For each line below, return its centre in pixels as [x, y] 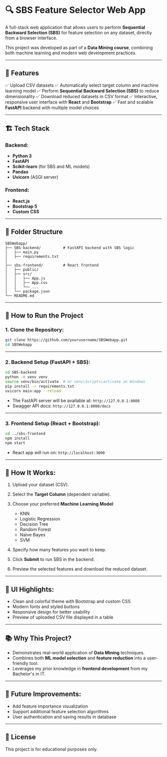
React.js [21, 201]
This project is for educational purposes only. [51, 749]
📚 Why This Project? [39, 638]
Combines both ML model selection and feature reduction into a [79, 658]
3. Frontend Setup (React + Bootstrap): [53, 423]
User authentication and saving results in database [64, 717]
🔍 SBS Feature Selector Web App [75, 10]
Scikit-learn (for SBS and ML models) [51, 167]
